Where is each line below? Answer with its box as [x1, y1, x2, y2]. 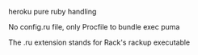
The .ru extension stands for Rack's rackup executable [8, 37, 191, 47]
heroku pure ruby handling [8, 7, 97, 16]
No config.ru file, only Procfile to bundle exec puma [8, 22, 180, 31]
